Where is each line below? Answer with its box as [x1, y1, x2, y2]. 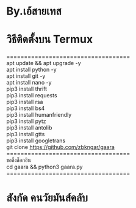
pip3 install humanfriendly [6, 111, 72, 119]
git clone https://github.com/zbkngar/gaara [6, 144, 115, 151]
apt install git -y [6, 72, 46, 80]
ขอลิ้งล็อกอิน [6, 156, 32, 164]
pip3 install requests [6, 92, 57, 99]
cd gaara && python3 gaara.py [6, 163, 83, 171]
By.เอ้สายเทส [6, 4, 62, 18]
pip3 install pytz [6, 117, 47, 125]
